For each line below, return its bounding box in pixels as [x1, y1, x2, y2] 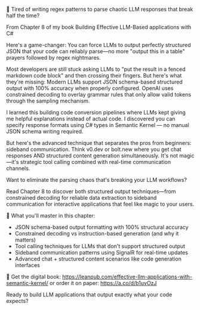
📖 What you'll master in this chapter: [6, 212, 96, 219]
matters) [14, 236, 36, 243]
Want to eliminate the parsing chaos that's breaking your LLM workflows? [6, 176, 187, 183]
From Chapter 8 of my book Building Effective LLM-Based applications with [6, 24, 192, 30]
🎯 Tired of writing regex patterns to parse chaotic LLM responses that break [6, 6, 193, 13]
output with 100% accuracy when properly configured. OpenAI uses [6, 85, 174, 92]
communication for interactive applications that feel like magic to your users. [6, 200, 195, 207]
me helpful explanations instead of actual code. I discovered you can [6, 115, 176, 122]
